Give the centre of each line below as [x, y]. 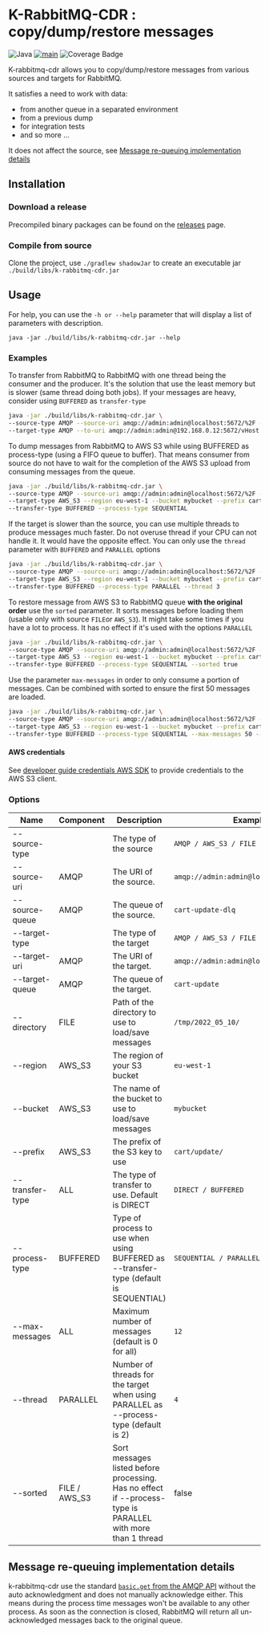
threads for [133, 1374]
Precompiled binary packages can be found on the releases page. [117, 224]
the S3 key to [137, 1152]
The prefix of [137, 1142]
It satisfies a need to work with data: [68, 93]
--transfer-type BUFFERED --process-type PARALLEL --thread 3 [114, 586]
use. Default [135, 1195]
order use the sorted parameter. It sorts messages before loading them [126, 610]
